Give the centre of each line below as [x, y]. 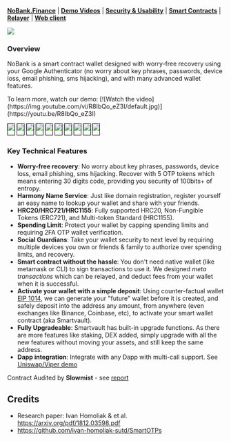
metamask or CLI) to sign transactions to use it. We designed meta [112, 268]
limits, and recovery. [46, 254]
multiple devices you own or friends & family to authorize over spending [119, 247]
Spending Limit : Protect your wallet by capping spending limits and [113, 225]
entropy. [29, 188]
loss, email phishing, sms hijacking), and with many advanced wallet [104, 79]
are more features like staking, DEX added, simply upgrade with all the [117, 335]
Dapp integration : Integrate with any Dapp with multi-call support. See [118, 357]
